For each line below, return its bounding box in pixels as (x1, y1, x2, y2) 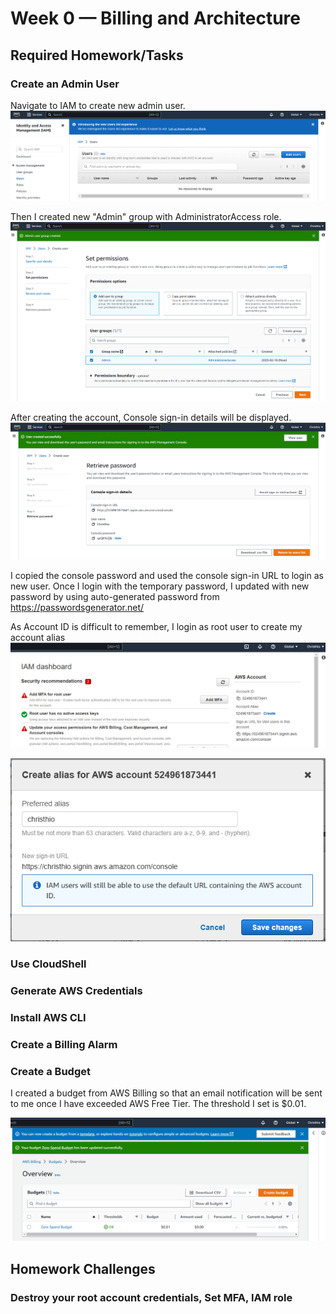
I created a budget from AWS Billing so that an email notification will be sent (10, 1087, 323, 1099)
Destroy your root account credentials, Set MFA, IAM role (10, 1290, 293, 1304)
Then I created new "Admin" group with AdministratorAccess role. (10, 211, 282, 223)
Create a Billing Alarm (10, 1037, 118, 1051)
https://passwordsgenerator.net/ (10, 601, 145, 613)
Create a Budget (10, 1064, 91, 1078)
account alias (10, 631, 66, 643)
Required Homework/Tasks (10, 47, 184, 64)
